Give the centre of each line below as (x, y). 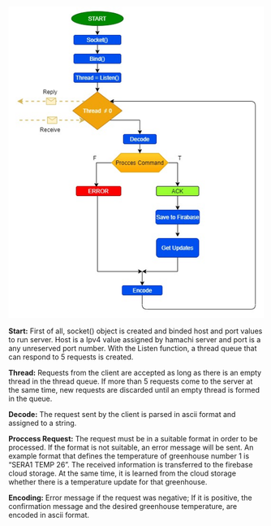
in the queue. (30, 398)
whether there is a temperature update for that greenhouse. (108, 481)
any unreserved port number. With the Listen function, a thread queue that (133, 348)
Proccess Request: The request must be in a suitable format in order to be (133, 438)
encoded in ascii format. (49, 515)
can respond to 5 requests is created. (71, 357)
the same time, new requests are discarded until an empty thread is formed (134, 389)
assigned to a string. (43, 423)
